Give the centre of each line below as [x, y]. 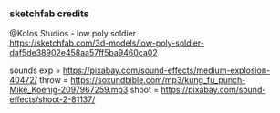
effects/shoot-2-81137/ [52, 99]
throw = [54, 80]
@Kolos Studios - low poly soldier [73, 34]
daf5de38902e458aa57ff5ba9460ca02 [83, 53]
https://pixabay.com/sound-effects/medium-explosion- [166, 70]
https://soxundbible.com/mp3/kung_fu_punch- [158, 80]
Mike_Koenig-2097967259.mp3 [69, 90]
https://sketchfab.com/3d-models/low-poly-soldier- [107, 43]
